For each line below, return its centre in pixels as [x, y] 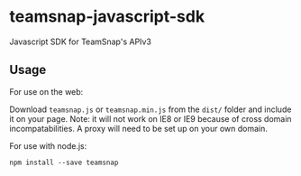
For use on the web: [46, 91]
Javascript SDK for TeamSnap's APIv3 [80, 42]
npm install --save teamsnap [64, 162]
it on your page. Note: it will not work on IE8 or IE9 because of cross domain [150, 118]
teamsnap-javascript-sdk [107, 17]
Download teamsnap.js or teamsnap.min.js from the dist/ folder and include [150, 109]
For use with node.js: [48, 145]
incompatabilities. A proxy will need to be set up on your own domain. [139, 128]
